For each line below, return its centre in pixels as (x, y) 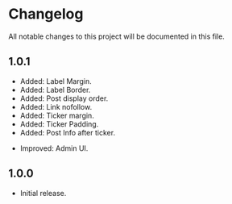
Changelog (46, 14)
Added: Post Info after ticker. (67, 132)
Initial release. (43, 193)
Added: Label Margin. (56, 81)
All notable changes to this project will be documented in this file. (117, 36)
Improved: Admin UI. (54, 148)
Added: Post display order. (64, 98)
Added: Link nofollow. (56, 106)
